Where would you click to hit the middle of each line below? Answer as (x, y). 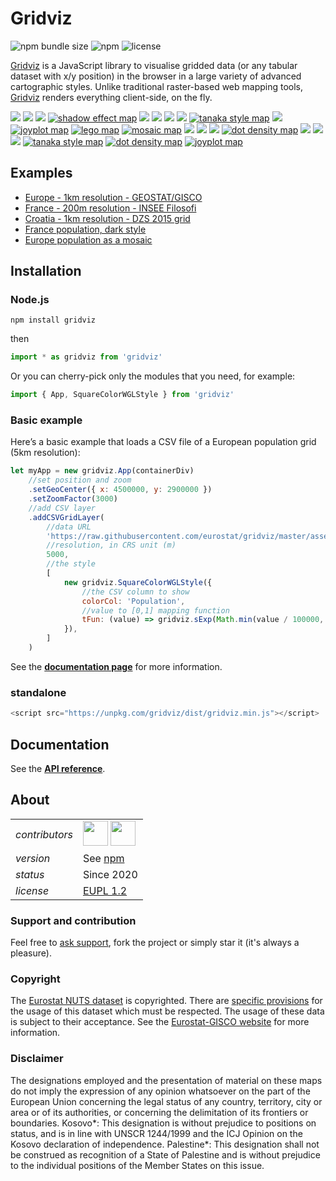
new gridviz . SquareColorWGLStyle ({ (138, 582)
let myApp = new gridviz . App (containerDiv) (102, 471)
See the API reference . (58, 768)
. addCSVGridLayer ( (66, 517)
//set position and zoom (80, 480)
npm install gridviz (53, 320)
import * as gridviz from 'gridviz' (86, 357)
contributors (44, 834)
